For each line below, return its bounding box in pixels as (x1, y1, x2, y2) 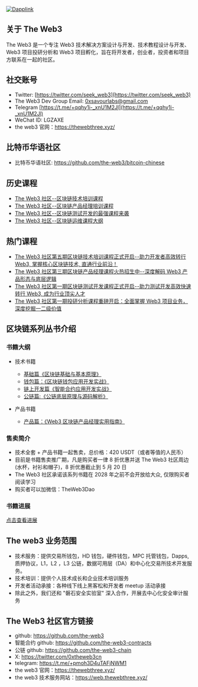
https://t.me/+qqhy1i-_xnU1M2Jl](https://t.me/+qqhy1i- (41, 104, 174, 111)
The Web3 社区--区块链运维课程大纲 (14, 217, 103, 225)
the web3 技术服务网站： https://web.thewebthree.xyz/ (14, 673, 148, 681)
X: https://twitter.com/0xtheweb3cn (14, 653, 102, 660)
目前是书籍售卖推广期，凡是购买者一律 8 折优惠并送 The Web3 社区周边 (14, 456, 189, 464)
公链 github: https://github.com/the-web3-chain (14, 646, 132, 653)
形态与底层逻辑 (20, 276, 57, 283)
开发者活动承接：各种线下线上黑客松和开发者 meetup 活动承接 (14, 582, 166, 589)
